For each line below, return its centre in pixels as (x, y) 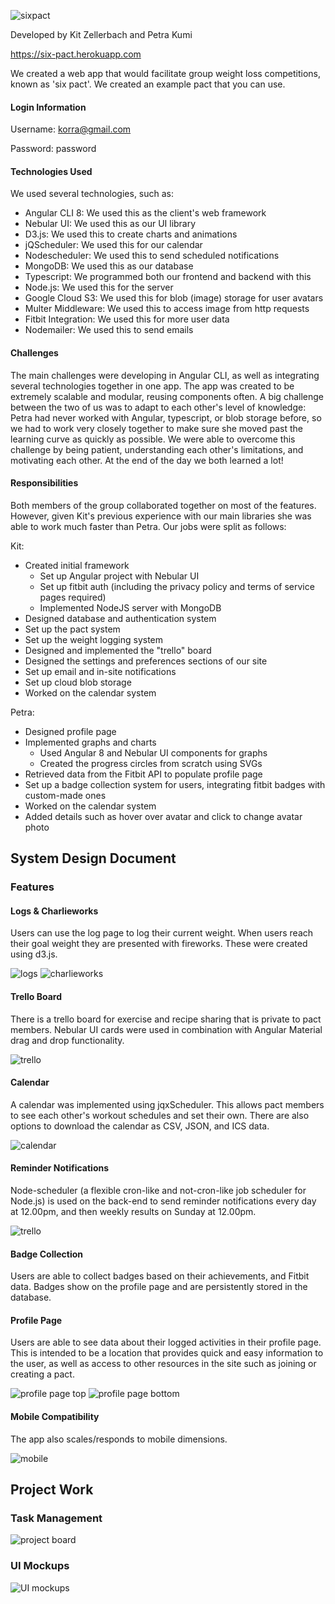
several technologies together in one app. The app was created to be (152, 386)
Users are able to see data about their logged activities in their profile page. (166, 1342)
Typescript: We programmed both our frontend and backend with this (168, 277)
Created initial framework (77, 565)
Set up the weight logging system (94, 639)
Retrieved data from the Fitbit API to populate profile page (143, 774)
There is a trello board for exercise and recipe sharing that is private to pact (166, 1019)
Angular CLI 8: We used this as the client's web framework (145, 213)
